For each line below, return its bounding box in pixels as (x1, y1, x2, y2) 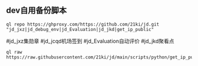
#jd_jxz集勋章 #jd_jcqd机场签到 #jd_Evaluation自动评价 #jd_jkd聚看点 (6, 37, 175, 44)
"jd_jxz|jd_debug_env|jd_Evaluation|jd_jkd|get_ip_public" (6, 26, 154, 32)
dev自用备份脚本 (6, 5, 67, 16)
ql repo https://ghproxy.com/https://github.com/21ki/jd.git (6, 21, 160, 27)
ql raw (6, 49, 22, 55)
